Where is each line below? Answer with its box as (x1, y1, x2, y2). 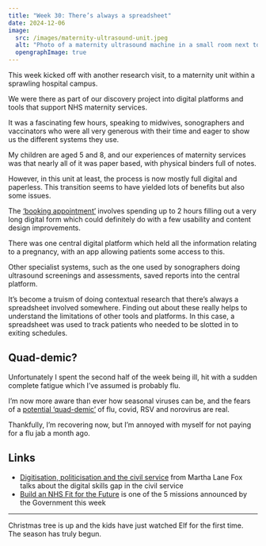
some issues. (8, 191, 51, 200)
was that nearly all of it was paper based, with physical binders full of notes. (8, 159, 257, 167)
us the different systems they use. (8, 135, 120, 144)
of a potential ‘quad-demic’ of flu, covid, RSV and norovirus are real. (8, 404, 230, 413)
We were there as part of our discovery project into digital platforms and (8, 94, 244, 103)
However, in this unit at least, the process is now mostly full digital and (8, 174, 237, 183)
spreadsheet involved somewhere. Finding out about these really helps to (8, 303, 248, 312)
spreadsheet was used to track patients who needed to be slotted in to (8, 320, 239, 329)
